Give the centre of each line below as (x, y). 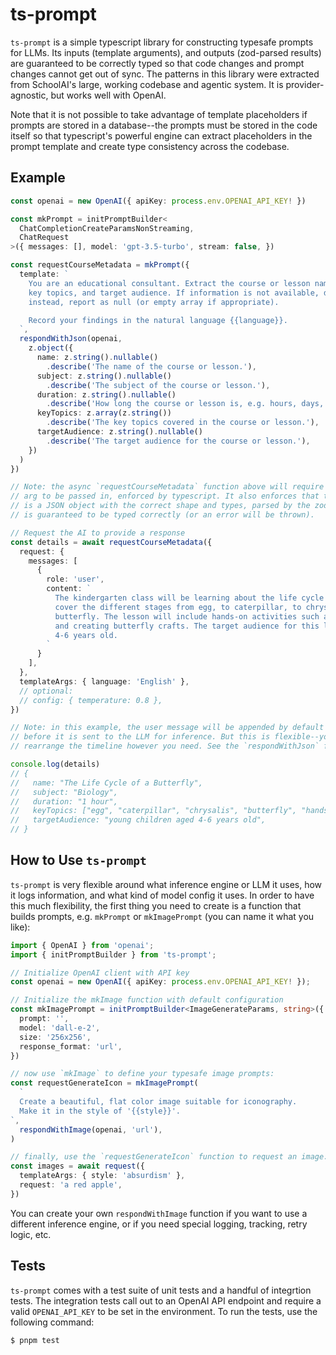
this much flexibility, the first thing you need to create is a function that (156, 905)
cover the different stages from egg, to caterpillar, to (178, 607)
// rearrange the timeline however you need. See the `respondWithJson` (165, 746)
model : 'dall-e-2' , (60, 1028)
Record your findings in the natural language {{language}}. (158, 320)
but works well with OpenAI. (108, 95)
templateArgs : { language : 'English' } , (104, 681)
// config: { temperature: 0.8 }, (91, 700)
